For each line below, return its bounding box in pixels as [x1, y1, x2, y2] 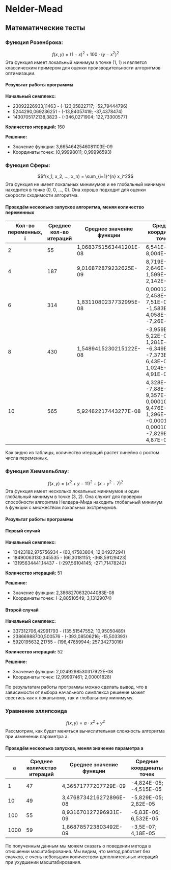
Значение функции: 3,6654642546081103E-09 [12, 144, 113, 150]
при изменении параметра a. [5, 734, 69, 740]
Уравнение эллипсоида [5, 708, 67, 715]
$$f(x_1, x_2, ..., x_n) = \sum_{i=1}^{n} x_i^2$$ [37, 173, 134, 179]
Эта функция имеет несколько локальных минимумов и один [5, 488, 139, 495]
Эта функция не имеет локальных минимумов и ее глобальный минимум [5, 181, 165, 187]
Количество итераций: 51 [5, 570, 62, 576]
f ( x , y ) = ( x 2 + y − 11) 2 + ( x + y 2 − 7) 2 [47, 479, 124, 486]
